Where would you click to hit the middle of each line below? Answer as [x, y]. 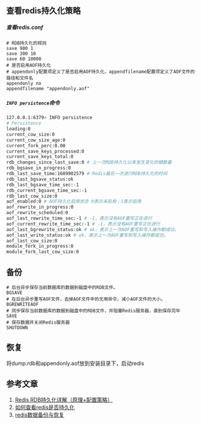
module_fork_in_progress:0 [40, 246]
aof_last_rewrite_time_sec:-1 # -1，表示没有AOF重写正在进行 [79, 218]
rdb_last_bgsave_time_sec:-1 [43, 185]
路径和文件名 [20, 78]
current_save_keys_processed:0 [45, 151]
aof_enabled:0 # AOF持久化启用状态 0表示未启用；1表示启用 [74, 201]
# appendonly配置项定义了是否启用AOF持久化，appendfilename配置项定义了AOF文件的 [100, 72]
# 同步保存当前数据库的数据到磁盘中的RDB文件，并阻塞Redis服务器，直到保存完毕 [93, 311]
